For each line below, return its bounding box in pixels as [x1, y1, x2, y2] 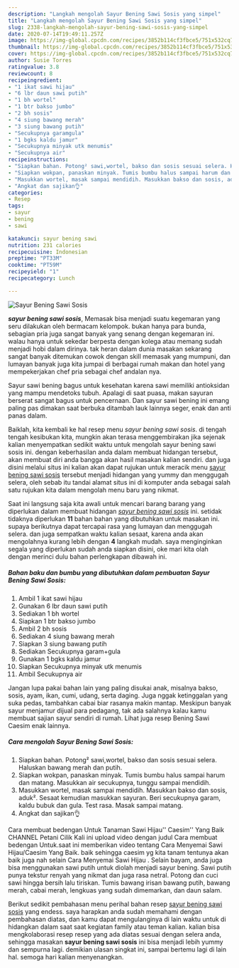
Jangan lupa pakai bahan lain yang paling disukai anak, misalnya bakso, [8, 683, 218, 692]
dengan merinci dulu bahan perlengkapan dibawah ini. [8, 552, 167, 561]
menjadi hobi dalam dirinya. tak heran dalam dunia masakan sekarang [8, 344, 212, 353]
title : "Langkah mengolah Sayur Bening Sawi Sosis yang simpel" [8, 17, 202, 24]
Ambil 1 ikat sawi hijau [18, 594, 83, 602]
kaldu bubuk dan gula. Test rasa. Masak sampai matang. [18, 801, 184, 809]
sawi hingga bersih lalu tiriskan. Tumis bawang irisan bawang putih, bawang [8, 878, 230, 887]
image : [8, 37, 28, 44]
